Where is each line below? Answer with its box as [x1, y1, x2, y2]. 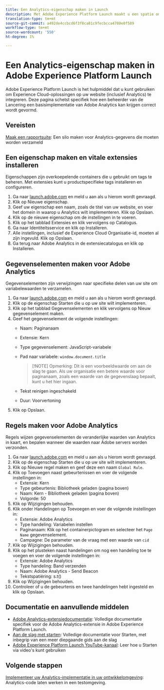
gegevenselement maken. [12, 311, 65, 316]
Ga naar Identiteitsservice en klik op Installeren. [12, 225, 108, 231]
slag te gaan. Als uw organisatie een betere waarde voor [32, 368, 146, 374]
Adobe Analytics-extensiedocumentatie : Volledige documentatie [12, 616, 142, 622]
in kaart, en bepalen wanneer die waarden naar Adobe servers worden [5, 439, 147, 445]
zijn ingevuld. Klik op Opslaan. [12, 235, 73, 241]
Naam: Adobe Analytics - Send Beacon [19, 568, 99, 574]
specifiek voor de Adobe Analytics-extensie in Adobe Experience [12, 621, 144, 627]
